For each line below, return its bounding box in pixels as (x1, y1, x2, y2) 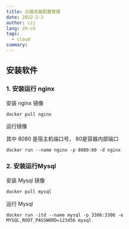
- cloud (11, 36, 31, 42)
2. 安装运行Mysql (6, 162, 56, 170)
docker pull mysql (6, 189, 52, 195)
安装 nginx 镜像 (6, 99, 44, 106)
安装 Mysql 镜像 (6, 177, 45, 184)
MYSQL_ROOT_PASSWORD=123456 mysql (6, 217, 92, 223)
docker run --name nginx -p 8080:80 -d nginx (6, 147, 121, 153)
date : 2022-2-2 (6, 14, 44, 20)
